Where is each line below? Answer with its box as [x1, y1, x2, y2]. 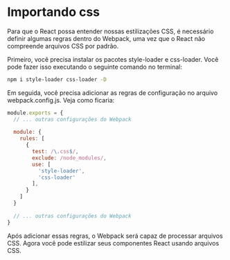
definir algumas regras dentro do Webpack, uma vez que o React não [7, 34, 206, 42]
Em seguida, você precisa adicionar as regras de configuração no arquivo [7, 88, 218, 97]
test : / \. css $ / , [32, 148, 79, 155]
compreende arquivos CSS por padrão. [7, 42, 119, 50]
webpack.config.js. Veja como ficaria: [7, 96, 115, 104]
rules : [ [19, 135, 45, 142]
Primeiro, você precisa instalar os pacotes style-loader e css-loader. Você [7, 55, 219, 63]
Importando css [7, 4, 100, 20]
